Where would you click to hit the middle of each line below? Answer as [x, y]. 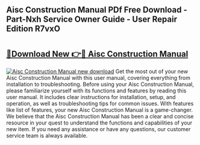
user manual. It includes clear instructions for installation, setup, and [91, 97]
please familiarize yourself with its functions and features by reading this [96, 91]
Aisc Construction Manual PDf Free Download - [97, 10]
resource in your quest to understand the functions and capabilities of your [99, 123]
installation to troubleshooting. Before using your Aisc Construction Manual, [100, 84]
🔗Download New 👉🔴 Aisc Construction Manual [97, 54]
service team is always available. [47, 136]
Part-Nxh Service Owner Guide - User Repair [92, 20]
